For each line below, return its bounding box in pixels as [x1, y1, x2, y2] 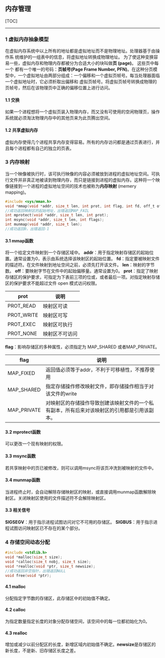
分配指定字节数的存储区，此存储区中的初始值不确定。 [5, 595, 113, 601]
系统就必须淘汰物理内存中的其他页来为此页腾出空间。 [5, 115, 113, 121]
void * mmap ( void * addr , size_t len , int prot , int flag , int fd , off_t [5, 204, 155, 209]
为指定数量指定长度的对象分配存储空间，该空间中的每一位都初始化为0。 [5, 618, 150, 624]
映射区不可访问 [43, 330, 78, 337]
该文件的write [45, 390, 77, 397]
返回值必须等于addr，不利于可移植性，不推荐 [45, 366, 150, 373]
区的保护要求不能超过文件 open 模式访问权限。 [5, 280, 100, 286]
